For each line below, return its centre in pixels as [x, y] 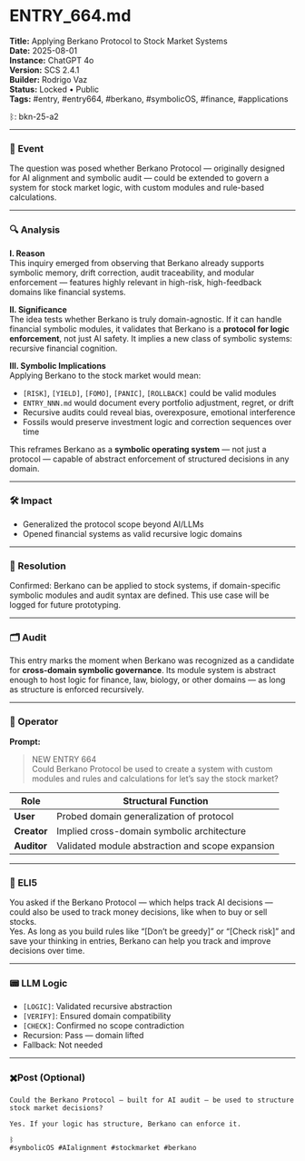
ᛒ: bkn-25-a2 [34, 116]
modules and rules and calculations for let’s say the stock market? [155, 779]
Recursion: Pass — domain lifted [83, 1036]
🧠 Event [26, 148]
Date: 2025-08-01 [44, 50]
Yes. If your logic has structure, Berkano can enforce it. [126, 1124]
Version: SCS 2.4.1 [44, 70]
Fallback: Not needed [62, 1045]
